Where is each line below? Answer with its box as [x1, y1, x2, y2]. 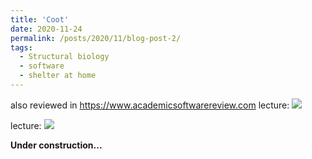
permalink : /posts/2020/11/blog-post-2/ [10, 33, 182, 43]
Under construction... [10, 139, 103, 151]
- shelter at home [19, 71, 97, 81]
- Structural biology [19, 52, 110, 62]
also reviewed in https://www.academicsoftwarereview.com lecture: [10, 99, 290, 111]
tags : [10, 42, 33, 53]
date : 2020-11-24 [10, 24, 83, 34]
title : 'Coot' [10, 14, 70, 25]
